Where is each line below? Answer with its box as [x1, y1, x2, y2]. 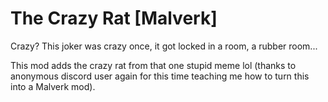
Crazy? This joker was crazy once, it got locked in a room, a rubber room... [10, 40, 318, 52]
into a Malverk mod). [10, 80, 96, 92]
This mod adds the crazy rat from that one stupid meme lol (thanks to [10, 59, 297, 71]
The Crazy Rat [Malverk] [10, 7, 218, 30]
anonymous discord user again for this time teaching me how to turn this [10, 70, 310, 82]
